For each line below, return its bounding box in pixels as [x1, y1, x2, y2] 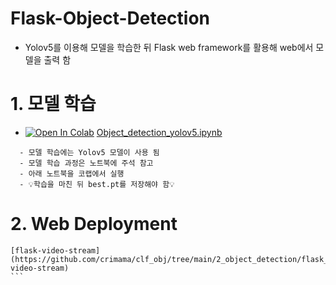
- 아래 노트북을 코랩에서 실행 [19, 168, 125, 179]
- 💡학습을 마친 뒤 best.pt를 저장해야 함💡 [19, 179, 175, 189]
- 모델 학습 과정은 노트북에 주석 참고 [19, 158, 154, 168]
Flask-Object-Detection [10, 7, 211, 30]
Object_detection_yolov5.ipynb [96, 126, 223, 138]
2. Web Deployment [10, 213, 178, 236]
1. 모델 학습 [10, 93, 97, 116]
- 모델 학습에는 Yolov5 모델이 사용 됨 [19, 147, 160, 157]
